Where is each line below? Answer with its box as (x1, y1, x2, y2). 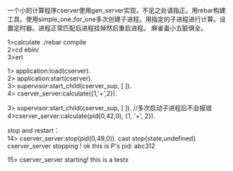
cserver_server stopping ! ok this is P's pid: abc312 (7, 142, 155, 150)
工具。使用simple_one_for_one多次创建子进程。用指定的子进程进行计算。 (7, 15, 220, 23)
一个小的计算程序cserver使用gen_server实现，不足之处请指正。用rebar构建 (7, 6, 226, 14)
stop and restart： (7, 126, 60, 134)
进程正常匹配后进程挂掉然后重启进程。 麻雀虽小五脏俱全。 (37, 24, 207, 32)
